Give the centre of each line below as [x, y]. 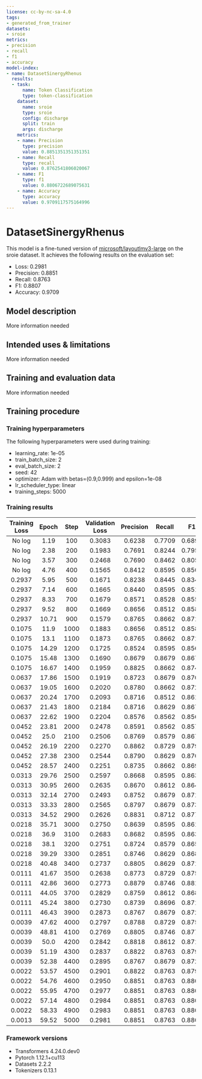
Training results [30, 508]
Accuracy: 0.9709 [37, 292]
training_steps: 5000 [40, 492]
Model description [41, 311]
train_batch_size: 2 [38, 460]
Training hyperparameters [45, 429]
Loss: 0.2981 [31, 267]
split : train [38, 124]
